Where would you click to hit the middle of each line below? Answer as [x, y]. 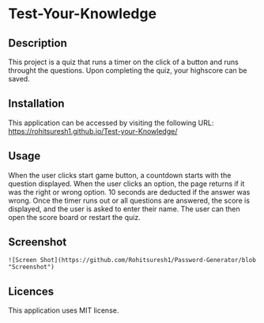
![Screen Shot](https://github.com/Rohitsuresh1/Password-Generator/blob [132, 260]
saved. [19, 79]
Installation [36, 104]
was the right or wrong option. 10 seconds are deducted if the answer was [129, 192]
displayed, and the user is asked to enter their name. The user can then [124, 209]
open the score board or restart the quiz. [74, 217]
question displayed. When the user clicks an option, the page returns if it [126, 184]
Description [38, 43]
